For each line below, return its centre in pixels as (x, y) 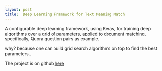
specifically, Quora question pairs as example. (52, 39)
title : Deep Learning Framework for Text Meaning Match (65, 14)
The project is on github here (35, 63)
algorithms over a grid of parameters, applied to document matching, (76, 34)
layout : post (19, 10)
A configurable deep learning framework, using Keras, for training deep (78, 28)
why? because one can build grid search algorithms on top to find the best (81, 48)
